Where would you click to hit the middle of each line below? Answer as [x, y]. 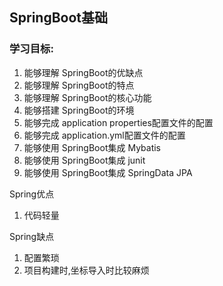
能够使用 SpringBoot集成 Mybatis [92, 147]
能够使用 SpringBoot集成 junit [84, 160]
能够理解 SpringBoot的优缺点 [83, 72]
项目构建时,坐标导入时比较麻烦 [86, 270]
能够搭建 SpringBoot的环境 [79, 110]
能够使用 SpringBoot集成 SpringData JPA [108, 172]
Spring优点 [32, 194]
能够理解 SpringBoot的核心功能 [87, 97]
